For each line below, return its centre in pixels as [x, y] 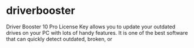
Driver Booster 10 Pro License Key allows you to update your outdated [91, 27]
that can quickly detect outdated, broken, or [59, 39]
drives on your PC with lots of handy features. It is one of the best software [97, 32]
